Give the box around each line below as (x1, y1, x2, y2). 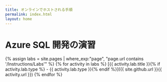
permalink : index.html (5, 12, 52, 17)
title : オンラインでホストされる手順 (5, 7, 73, 12)
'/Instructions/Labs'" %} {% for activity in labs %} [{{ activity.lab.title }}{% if (5, 61, 161, 67)
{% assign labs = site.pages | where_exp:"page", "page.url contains (5, 56, 144, 62)
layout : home (5, 16, 32, 21)
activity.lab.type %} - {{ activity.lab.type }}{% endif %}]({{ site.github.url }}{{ (5, 66, 162, 72)
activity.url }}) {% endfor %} (5, 72, 63, 78)
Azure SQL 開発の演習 (5, 39, 96, 50)
